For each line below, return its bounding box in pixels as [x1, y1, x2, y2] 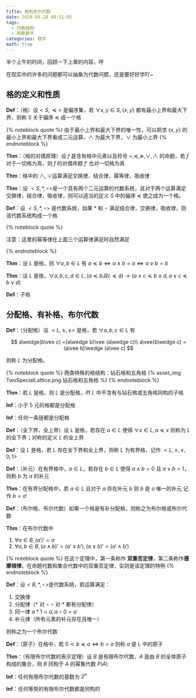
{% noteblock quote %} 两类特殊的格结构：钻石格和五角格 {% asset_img [6, 369, 181, 376]
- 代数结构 [11, 25, 35, 31]
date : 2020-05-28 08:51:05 [6, 14, 72, 20]
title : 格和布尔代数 [6, 8, 51, 15]
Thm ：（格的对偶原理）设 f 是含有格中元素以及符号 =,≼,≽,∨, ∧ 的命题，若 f [6, 152, 189, 159]
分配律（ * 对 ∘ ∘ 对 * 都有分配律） [14, 600, 97, 607]
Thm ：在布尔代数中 [6, 525, 54, 532]
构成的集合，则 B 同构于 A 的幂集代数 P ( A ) [6, 660, 109, 667]
